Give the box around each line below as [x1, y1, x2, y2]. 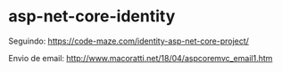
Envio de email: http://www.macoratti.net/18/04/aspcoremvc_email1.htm [8, 52, 273, 63]
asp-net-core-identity [8, 6, 176, 27]
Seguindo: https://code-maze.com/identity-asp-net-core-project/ [8, 36, 249, 46]
